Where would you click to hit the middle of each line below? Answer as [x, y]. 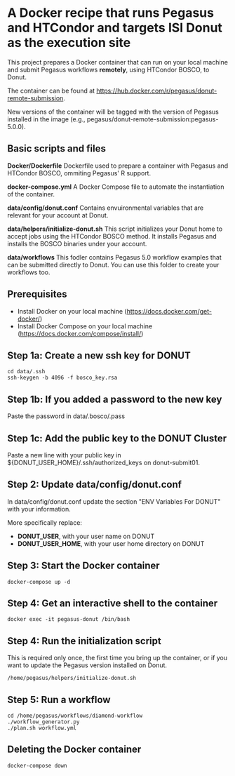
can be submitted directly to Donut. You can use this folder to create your [113, 265]
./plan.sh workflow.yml [42, 728]
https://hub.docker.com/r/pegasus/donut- [157, 91]
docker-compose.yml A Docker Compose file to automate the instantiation [116, 187]
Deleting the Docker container [74, 750]
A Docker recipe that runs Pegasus [110, 13]
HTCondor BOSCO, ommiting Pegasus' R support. [79, 173]
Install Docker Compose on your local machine [85, 326]
